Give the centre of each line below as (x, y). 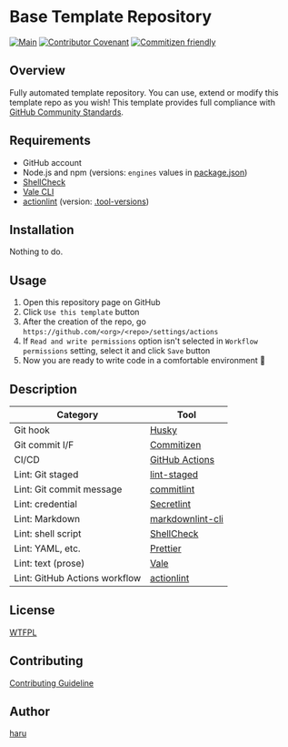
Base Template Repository (110, 17)
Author (30, 712)
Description (43, 389)
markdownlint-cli (187, 519)
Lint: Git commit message (68, 489)
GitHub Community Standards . (67, 112)
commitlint (172, 489)
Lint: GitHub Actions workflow (78, 578)
